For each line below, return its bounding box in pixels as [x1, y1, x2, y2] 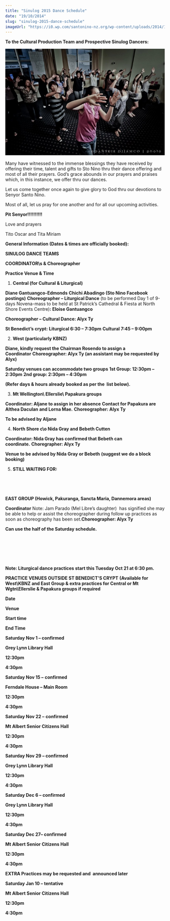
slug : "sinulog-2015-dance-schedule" [5, 19, 85, 24]
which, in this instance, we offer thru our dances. [5, 176, 107, 182]
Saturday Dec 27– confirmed [5, 831, 67, 837]
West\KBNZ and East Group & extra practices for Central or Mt [5, 580, 139, 586]
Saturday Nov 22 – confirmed [5, 713, 68, 719]
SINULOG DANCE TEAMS [5, 250, 59, 256]
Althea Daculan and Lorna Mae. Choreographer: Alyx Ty [5, 406, 126, 412]
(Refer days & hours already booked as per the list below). [5, 381, 131, 387]
